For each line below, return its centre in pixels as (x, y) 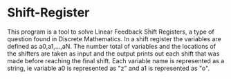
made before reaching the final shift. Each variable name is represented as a (116, 60)
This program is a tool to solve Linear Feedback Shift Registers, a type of (111, 32)
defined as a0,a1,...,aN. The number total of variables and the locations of (112, 46)
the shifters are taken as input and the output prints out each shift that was (113, 54)
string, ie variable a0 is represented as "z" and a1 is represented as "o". (108, 68)
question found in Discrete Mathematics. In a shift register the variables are (114, 38)
